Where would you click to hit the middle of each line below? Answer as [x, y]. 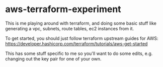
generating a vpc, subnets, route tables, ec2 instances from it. [70, 28]
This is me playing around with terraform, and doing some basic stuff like [81, 23]
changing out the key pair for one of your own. [53, 58]
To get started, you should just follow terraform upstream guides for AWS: [82, 38]
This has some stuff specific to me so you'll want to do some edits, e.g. [79, 53]
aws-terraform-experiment [63, 9]
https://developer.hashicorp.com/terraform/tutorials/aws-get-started [76, 43]
